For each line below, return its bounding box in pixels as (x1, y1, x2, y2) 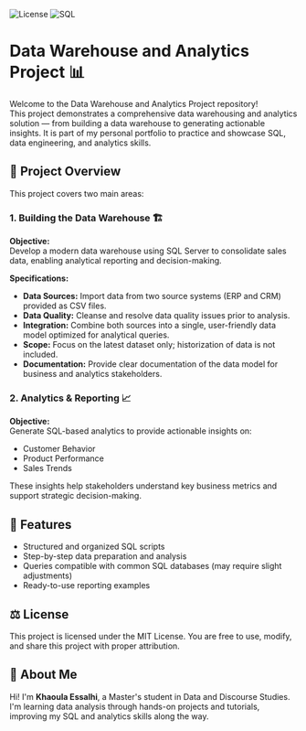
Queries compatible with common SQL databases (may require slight (22, 561, 282, 572)
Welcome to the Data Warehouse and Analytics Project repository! (9, 98, 259, 109)
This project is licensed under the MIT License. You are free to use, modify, (9, 630, 292, 641)
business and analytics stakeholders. (22, 369, 163, 380)
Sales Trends (22, 463, 73, 474)
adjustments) (22, 570, 73, 581)
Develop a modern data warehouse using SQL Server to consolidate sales (9, 245, 287, 256)
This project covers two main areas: (9, 188, 144, 199)
